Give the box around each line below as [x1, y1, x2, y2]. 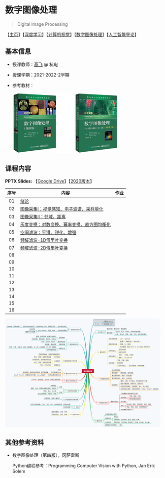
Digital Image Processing [17, 21, 68, 27]
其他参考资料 [5, 438, 44, 446]
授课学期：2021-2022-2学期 [12, 72, 70, 78]
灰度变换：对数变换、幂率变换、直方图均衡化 [20, 221, 111, 227]
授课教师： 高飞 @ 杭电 [12, 61, 58, 67]
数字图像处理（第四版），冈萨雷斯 [12, 452, 80, 458]
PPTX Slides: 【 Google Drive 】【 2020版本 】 [5, 178, 95, 184]
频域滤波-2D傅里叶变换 [20, 245, 68, 251]
